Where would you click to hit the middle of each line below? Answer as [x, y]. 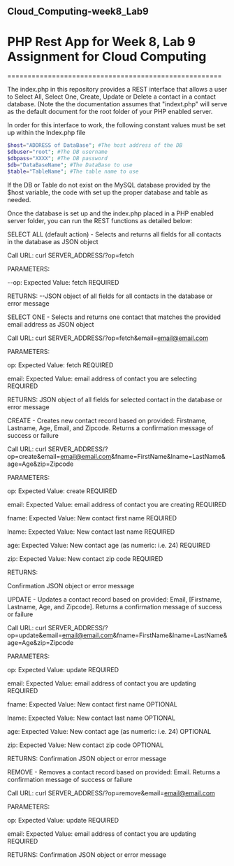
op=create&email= [34, 456]
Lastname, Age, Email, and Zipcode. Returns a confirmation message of [110, 428]
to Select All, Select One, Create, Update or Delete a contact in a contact [112, 97]
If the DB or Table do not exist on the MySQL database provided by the [109, 185]
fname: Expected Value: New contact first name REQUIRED [92, 518]
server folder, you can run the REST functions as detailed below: [100, 220]
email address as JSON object [51, 324]
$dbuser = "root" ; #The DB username [58, 152]
